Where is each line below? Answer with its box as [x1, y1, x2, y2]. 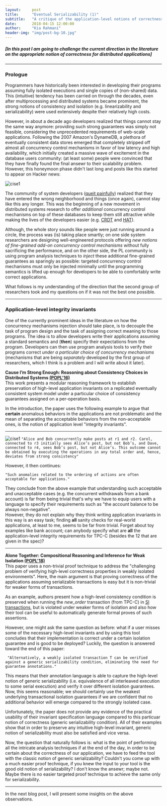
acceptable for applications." [5, 476, 70, 481]
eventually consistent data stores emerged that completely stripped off [5, 140, 151, 146]
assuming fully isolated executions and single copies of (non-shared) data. [5, 88, 158, 93]
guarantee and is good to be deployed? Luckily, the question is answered [5, 640, 155, 646]
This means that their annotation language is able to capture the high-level [5, 672, 158, 679]
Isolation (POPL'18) [5, 557, 45, 563]
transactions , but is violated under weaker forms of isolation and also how [5, 604, 157, 610]
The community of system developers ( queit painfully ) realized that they [5, 190, 153, 196]
